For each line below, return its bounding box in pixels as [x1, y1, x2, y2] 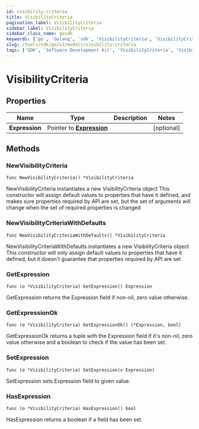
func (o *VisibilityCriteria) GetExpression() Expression [6, 283, 152, 290]
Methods [6, 144, 40, 154]
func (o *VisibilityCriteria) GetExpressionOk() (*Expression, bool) [6, 322, 182, 328]
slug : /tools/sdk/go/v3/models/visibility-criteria [6, 42, 136, 48]
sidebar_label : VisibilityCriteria [6, 25, 94, 31]
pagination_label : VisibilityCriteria [6, 20, 102, 25]
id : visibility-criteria [6, 8, 68, 15]
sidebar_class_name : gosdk [6, 31, 73, 37]
